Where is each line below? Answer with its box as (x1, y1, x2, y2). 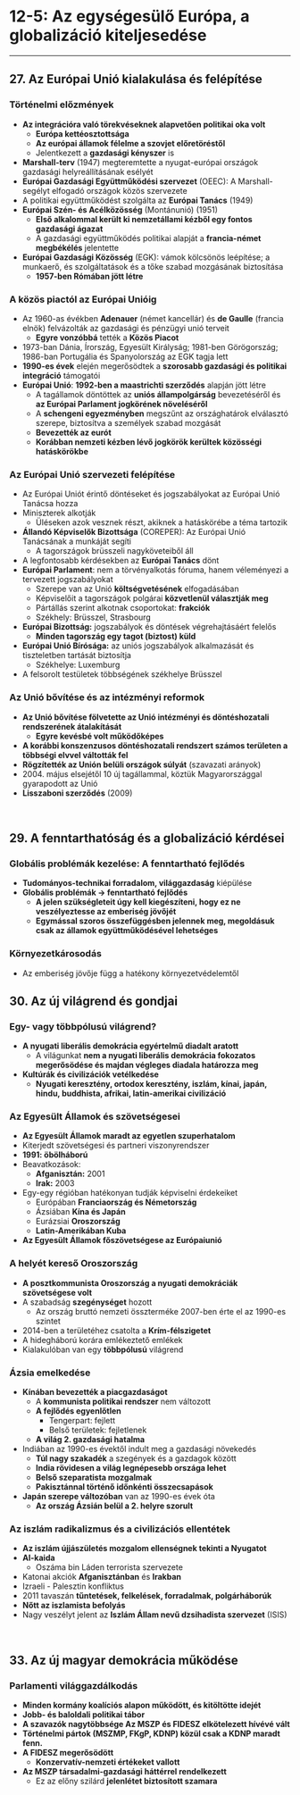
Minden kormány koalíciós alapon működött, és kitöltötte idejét (21, 1699, 262, 1711)
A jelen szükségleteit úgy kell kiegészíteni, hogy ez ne (35, 897, 241, 907)
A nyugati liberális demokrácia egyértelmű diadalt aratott (21, 1040, 239, 1051)
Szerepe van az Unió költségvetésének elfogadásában (35, 583, 239, 595)
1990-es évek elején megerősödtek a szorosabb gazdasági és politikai (21, 360, 287, 372)
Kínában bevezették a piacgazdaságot (21, 1387, 168, 1398)
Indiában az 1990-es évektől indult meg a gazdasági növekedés (21, 1444, 257, 1455)
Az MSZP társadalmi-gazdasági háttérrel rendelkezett (21, 1766, 228, 1777)
